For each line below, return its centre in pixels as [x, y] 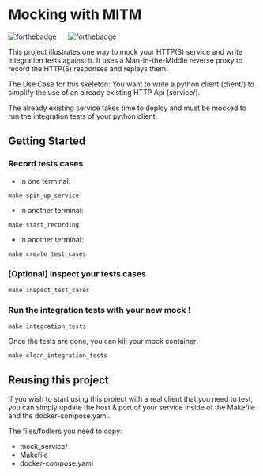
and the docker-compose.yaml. [59, 416]
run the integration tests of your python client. [83, 116]
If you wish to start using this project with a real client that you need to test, [131, 399]
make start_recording [44, 225]
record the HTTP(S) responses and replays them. [88, 68]
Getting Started [47, 141]
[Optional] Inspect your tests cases [77, 273]
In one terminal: [45, 181]
